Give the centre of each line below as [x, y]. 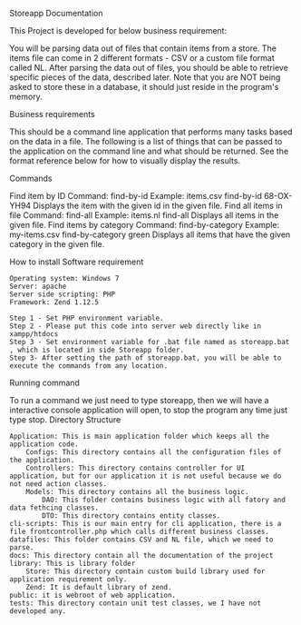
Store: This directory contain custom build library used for [146, 571]
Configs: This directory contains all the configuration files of [154, 452]
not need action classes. [58, 484]
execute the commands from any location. [89, 366]
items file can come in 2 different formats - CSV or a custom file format [142, 58]
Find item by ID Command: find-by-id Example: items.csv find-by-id [136, 196]
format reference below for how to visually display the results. [125, 161]
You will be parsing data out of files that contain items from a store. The [143, 48]
